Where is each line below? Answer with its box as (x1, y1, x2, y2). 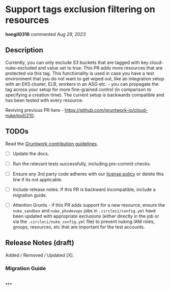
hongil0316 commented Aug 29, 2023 (5, 31, 86, 37)
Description (5, 46, 43, 54)
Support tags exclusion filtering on (5, 4, 155, 15)
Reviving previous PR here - (5, 107, 64, 113)
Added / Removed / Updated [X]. (5, 252, 74, 258)
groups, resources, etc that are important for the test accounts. (12, 223, 145, 230)
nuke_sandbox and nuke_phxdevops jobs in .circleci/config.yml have (12, 207, 156, 214)
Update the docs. (12, 150, 49, 156)
